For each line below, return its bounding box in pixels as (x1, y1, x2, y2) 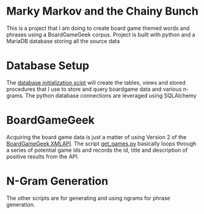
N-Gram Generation (6, 174, 109, 188)
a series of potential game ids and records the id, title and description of (6, 146, 188, 154)
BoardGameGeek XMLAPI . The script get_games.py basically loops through (6, 140, 197, 147)
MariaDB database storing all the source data (6, 37, 120, 45)
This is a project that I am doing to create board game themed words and (6, 24, 190, 32)
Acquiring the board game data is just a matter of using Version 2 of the (6, 133, 187, 141)
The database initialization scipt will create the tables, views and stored (6, 79, 186, 86)
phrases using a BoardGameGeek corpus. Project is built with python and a (6, 30, 195, 38)
